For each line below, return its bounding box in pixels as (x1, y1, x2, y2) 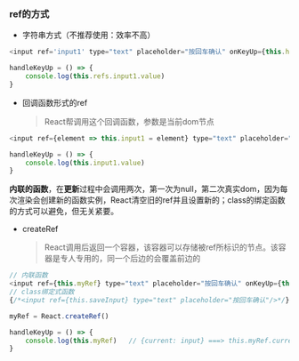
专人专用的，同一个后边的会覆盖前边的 (60, 253, 201, 264)
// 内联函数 (9, 271, 49, 280)
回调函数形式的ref (21, 97, 88, 108)
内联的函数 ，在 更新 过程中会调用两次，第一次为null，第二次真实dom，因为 (9, 184, 280, 195)
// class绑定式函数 (9, 287, 75, 297)
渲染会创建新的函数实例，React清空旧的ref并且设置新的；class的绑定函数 (16, 195, 286, 205)
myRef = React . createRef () (9, 311, 109, 321)
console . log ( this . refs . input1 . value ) (25, 72, 166, 81)
